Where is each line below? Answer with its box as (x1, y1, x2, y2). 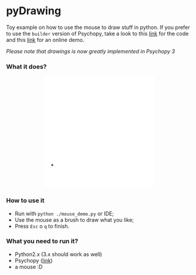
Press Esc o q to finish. (14, 222, 70, 229)
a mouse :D (14, 263, 43, 270)
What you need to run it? (6, 237, 79, 245)
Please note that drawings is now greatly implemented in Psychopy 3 (6, 47, 175, 54)
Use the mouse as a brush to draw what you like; (14, 216, 134, 223)
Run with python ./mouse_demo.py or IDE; (14, 210, 114, 217)
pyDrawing (6, 4, 62, 18)
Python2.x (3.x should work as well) (14, 250, 102, 258)
